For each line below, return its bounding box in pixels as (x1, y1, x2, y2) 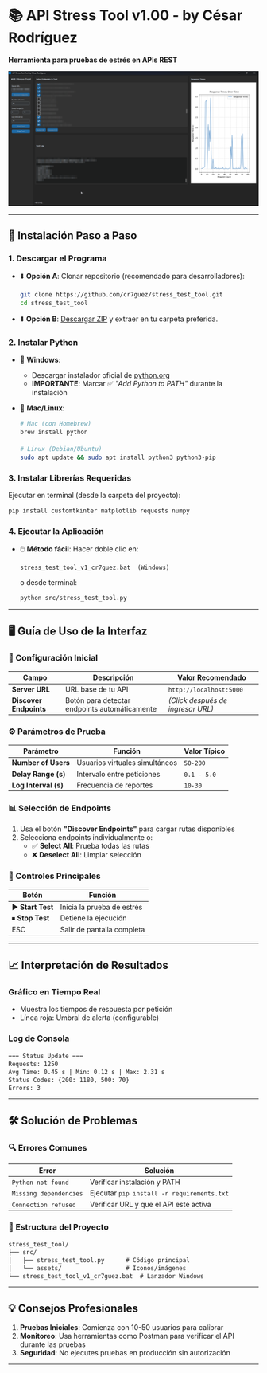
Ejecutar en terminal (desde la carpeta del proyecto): (8, 491, 181, 500)
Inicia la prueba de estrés (60, 902, 143, 912)
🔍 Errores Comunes (8, 1142, 87, 1153)
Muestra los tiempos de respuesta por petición (19, 1005, 173, 1014)
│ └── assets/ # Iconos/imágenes (8, 1265, 187, 1273)
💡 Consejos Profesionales (8, 1301, 139, 1315)
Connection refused (11, 1201, 76, 1209)
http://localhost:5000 (168, 686, 244, 694)
